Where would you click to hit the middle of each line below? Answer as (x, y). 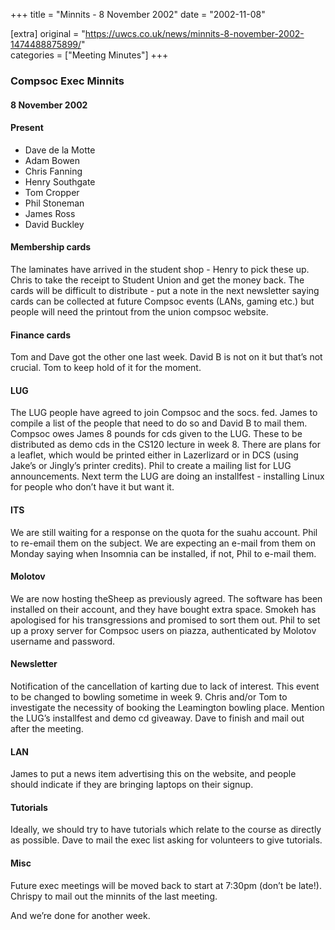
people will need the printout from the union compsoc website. (139, 311)
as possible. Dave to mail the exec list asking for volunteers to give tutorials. (166, 840)
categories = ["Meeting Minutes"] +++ (89, 55)
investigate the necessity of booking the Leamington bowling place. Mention (167, 707)
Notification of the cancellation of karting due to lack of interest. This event (165, 686)
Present (27, 128)
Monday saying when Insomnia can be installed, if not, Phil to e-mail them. (163, 553)
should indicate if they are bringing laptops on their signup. (132, 785)
